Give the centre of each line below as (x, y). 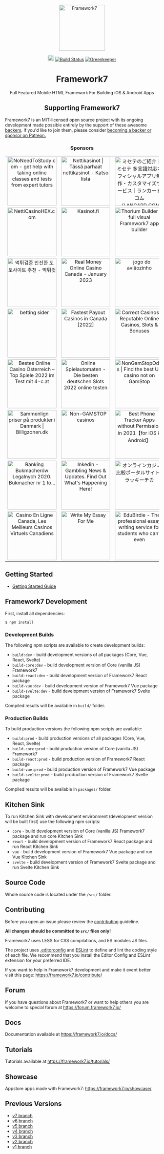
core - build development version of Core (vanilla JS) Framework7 (78, 831)
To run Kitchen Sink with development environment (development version (79, 816)
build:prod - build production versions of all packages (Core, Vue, (79, 738)
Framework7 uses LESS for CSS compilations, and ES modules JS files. (77, 940)
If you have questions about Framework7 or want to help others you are (77, 1002)
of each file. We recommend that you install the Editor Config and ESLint (78, 955)
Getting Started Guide (34, 586)
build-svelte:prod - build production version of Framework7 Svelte (80, 775)
